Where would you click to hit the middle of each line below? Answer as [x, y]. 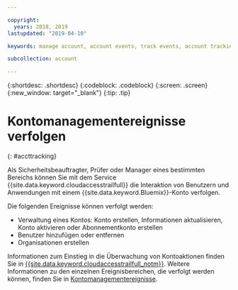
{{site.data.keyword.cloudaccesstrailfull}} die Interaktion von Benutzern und [118, 185]
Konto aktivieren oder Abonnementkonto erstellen [90, 228]
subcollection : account [42, 59]
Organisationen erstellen [53, 242]
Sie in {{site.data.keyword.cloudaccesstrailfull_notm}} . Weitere [98, 264]
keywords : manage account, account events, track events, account [107, 46]
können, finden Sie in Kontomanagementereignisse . [83, 279]
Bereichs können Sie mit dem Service [62, 177]
